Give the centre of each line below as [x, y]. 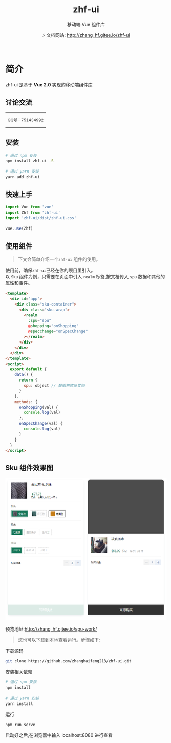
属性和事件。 [19, 283]
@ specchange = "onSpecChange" [58, 331]
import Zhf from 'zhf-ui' [33, 212]
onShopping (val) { [38, 407]
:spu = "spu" [40, 320]
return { [28, 380]
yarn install [19, 704]
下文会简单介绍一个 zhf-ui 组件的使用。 [59, 259]
